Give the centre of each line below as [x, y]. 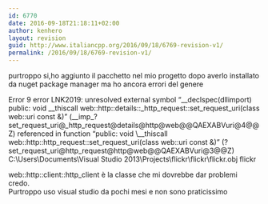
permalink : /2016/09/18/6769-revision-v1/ [80, 53]
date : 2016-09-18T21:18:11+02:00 [64, 23]
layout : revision [37, 38]
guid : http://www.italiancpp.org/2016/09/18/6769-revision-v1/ [116, 46]
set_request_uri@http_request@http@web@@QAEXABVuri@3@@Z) [121, 150]
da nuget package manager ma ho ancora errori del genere [106, 84]
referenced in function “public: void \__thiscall [92, 134]
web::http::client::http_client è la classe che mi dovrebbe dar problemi [123, 174]
